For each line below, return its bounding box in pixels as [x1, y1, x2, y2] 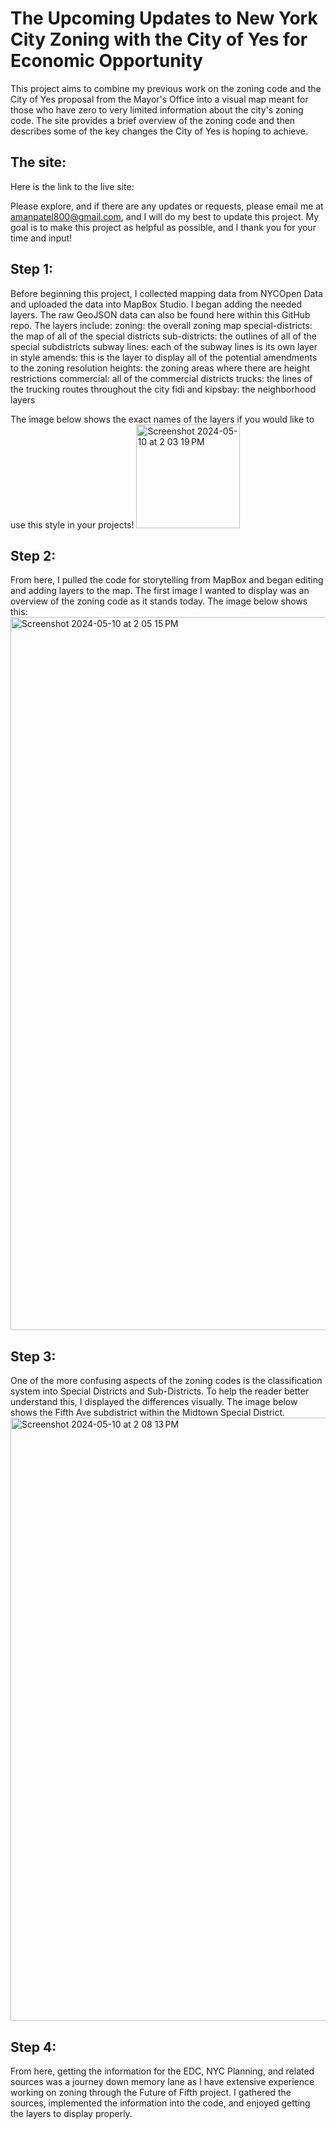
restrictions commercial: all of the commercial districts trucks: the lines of [10, 372, 313, 384]
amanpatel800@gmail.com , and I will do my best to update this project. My [10, 210, 320, 222]
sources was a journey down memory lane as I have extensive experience [10, 2076, 315, 2087]
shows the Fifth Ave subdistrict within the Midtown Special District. [10, 1407, 286, 1419]
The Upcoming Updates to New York [10, 7, 318, 30]
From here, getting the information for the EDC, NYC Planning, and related [10, 2065, 315, 2077]
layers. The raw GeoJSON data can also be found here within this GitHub [10, 308, 311, 321]
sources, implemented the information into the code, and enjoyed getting [10, 2097, 311, 2109]
